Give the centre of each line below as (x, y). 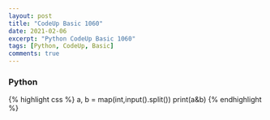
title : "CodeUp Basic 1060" (56, 24)
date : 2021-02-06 (38, 31)
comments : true (34, 54)
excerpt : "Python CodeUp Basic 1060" (72, 39)
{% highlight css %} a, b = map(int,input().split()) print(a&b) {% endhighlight (135, 100)
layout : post (30, 16)
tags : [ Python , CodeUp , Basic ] (61, 46)
